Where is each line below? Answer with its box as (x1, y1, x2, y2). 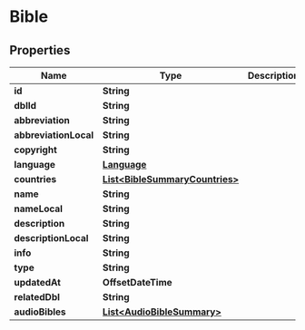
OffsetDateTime (103, 277, 172, 288)
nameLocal (14, 202, 64, 215)
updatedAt (14, 277, 62, 288)
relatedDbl (14, 291, 61, 303)
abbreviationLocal (14, 129, 94, 141)
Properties (9, 43, 71, 58)
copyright (14, 143, 57, 156)
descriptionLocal (14, 232, 89, 244)
